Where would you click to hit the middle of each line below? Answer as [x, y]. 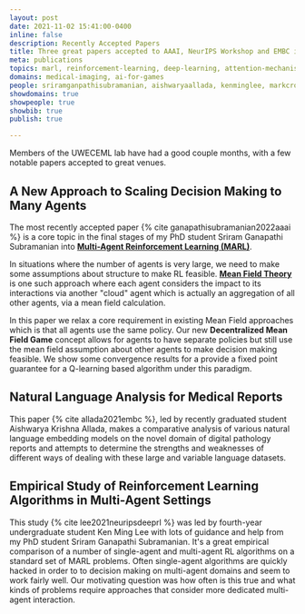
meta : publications [46, 60]
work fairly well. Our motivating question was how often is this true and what [152, 580]
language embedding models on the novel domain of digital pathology [140, 438]
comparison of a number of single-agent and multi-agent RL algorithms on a [152, 551]
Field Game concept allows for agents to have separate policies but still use [151, 339]
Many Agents [48, 205]
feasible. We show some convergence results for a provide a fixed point [144, 359]
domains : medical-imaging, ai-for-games [87, 77]
